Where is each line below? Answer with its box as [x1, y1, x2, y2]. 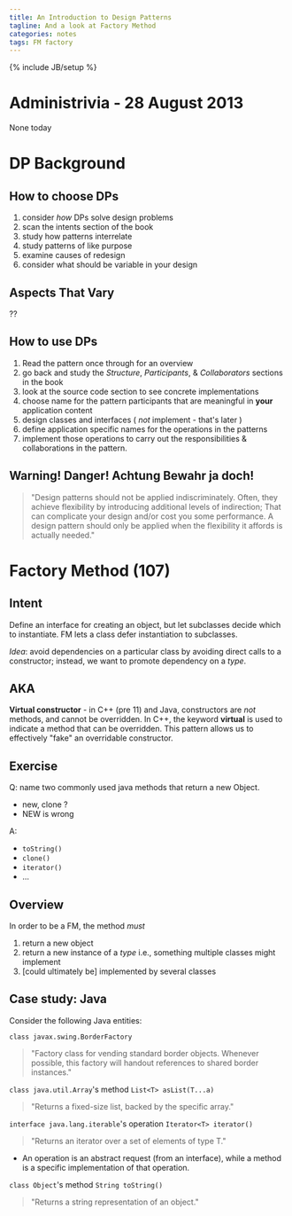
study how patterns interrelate [21, 231, 133, 242]
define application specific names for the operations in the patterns [21, 423, 268, 435]
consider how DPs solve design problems [21, 212, 174, 223]
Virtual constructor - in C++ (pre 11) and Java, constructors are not [9, 704, 257, 715]
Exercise [9, 758, 58, 773]
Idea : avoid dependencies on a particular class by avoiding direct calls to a [9, 646, 281, 656]
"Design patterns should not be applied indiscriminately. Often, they [30, 491, 279, 502]
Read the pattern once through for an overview [21, 357, 194, 368]
